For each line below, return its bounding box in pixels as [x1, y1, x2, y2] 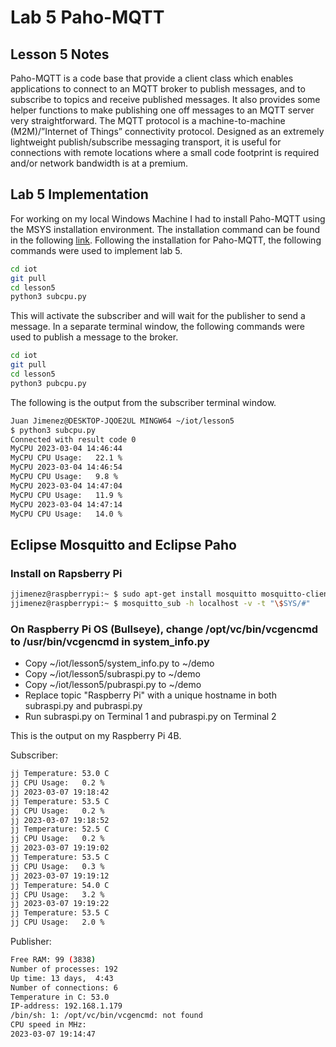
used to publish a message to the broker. [10, 331, 179, 343]
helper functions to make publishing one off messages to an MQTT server [10, 104, 315, 116]
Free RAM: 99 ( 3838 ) [10, 955, 97, 965]
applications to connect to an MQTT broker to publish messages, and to [10, 83, 306, 95]
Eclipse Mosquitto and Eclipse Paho [10, 536, 237, 553]
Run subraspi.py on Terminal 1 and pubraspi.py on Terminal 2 [24, 711, 277, 723]
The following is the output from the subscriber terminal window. [10, 396, 277, 408]
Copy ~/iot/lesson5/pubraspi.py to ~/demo [24, 679, 202, 691]
